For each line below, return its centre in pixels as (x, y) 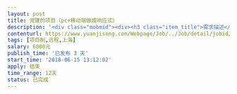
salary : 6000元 (29, 47)
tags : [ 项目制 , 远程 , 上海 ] (42, 40)
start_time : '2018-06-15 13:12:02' (60, 60)
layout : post (26, 14)
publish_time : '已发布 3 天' (48, 54)
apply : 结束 (24, 66)
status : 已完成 (28, 80)
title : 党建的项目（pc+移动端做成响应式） (62, 20)
